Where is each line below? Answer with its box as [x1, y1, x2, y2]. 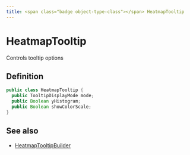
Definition [6, 71, 43, 81]
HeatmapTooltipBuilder [14, 141, 71, 149]
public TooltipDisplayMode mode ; [11, 93, 94, 99]
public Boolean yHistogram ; [11, 98, 81, 104]
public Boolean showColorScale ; [11, 104, 92, 110]
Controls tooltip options [6, 54, 64, 61]
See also [6, 126, 39, 136]
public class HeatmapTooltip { [6, 87, 84, 93]
